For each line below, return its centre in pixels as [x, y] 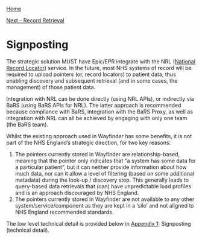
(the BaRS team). [27, 124]
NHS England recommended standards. [64, 212]
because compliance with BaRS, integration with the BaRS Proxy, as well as [99, 112]
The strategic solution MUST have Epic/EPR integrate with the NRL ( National [101, 61]
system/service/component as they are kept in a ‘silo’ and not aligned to [104, 205]
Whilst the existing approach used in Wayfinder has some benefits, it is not [99, 136]
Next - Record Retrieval [35, 20]
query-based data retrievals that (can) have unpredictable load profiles [103, 186]
